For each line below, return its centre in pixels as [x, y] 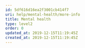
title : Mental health [28, 19]
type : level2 [19, 24]
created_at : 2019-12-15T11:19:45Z [42, 38]
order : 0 [14, 28]
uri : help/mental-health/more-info [43, 14]
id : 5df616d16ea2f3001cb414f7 [37, 10]
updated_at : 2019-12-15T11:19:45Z [42, 33]
